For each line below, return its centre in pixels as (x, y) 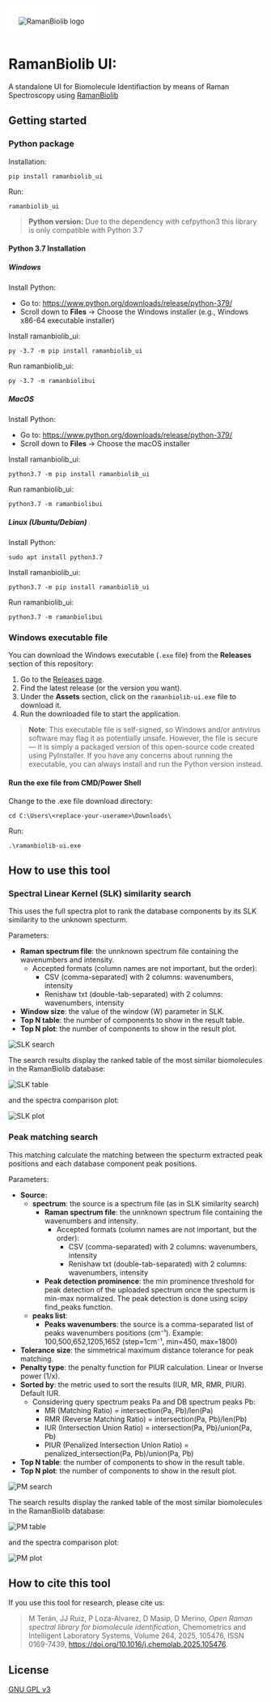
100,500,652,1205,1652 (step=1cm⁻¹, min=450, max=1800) (141, 1341)
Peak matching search (53, 1137)
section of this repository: (51, 664)
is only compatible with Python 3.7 (85, 230)
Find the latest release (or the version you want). (101, 688)
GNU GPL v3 (30, 1690)
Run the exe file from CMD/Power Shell (75, 783)
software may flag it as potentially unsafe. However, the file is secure (143, 738)
